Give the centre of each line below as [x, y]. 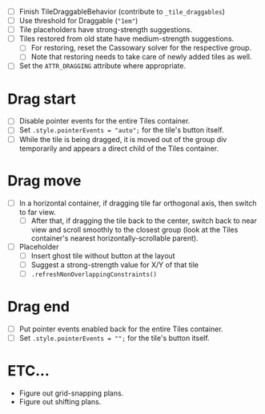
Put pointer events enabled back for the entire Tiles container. [121, 329]
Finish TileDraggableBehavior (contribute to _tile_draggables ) [122, 12]
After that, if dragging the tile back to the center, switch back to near [144, 221]
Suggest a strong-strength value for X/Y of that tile [115, 265]
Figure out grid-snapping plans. [71, 393]
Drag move [44, 181]
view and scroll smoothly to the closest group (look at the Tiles [135, 229]
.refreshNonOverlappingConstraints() [94, 274]
